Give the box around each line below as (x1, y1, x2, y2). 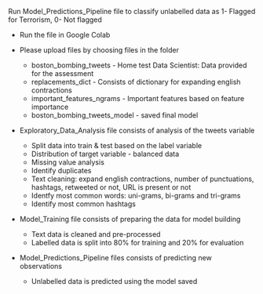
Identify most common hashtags (31, 199, 136, 209)
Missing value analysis (31, 158, 104, 167)
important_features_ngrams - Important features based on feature (31, 94, 245, 103)
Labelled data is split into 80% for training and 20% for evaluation (31, 238, 244, 247)
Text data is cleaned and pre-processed (31, 230, 161, 238)
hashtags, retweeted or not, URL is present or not (31, 183, 192, 191)
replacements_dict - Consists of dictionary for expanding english (31, 78, 241, 86)
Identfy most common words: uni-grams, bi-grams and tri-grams (31, 191, 241, 200)
